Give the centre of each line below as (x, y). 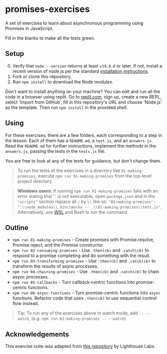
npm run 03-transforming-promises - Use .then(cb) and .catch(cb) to (84, 261)
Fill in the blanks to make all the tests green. (50, 38)
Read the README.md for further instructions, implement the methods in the (81, 145)
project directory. (35, 181)
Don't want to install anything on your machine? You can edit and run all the (83, 91)
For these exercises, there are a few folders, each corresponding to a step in (84, 135)
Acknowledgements (37, 334)
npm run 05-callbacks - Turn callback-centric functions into (74, 282)
